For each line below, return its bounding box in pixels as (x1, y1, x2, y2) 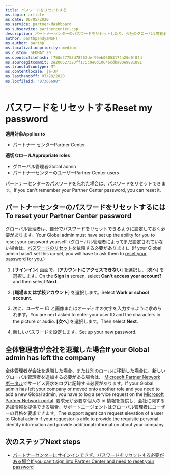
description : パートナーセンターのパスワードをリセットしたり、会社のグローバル (5, 31, 156, 36)
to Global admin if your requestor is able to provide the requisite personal (5, 416, 159, 422)
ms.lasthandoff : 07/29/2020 (5, 74, 65, 79)
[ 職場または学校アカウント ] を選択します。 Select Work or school (12, 289, 149, 295)
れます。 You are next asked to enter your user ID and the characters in (12, 311, 161, 318)
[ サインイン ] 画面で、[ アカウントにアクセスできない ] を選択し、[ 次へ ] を (12, 266, 164, 273)
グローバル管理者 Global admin (12, 163, 76, 169)
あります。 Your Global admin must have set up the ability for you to (14, 232, 155, 238)
